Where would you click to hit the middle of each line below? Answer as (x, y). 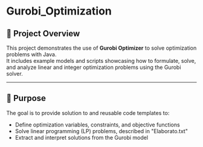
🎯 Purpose (26, 98)
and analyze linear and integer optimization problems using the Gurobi (94, 67)
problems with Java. (31, 54)
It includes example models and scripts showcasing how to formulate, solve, (101, 61)
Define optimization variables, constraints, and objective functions (97, 125)
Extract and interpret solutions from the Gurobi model (82, 137)
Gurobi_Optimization (59, 11)
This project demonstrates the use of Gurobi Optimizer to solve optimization (101, 48)
